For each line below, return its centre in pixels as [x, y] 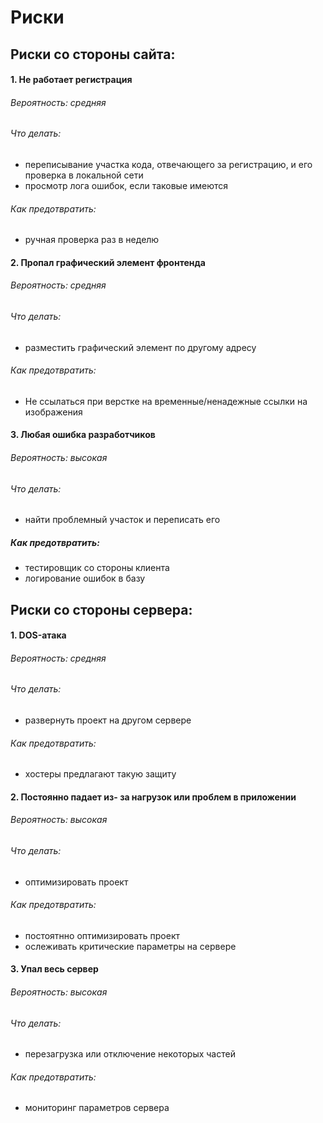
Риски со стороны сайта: [93, 54]
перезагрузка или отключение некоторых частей [130, 1054]
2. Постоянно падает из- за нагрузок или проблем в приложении [153, 797]
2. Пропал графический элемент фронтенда [108, 262]
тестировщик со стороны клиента [97, 568]
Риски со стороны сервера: [101, 609]
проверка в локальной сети [84, 175]
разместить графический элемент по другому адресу [140, 347]
